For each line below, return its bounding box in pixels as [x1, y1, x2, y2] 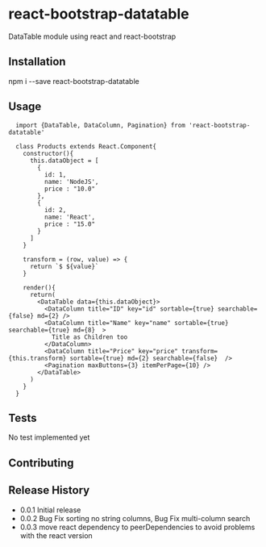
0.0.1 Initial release [19, 505, 81, 515]
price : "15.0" [44, 219, 95, 228]
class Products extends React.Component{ [15, 142, 157, 150]
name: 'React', [44, 213, 95, 221]
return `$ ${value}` [29, 262, 99, 270]
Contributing [8, 456, 74, 470]
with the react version [19, 530, 93, 541]
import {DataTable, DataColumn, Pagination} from [15, 121, 185, 129]
